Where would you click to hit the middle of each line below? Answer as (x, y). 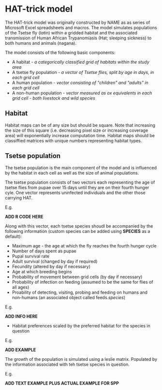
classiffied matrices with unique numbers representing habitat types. (74, 141)
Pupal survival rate (31, 256)
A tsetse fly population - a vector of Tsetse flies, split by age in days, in (83, 72)
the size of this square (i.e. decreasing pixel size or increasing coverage (77, 130)
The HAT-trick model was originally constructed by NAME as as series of (78, 22)
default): (14, 236)
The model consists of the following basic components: (60, 53)
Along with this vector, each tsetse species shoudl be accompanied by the (79, 226)
